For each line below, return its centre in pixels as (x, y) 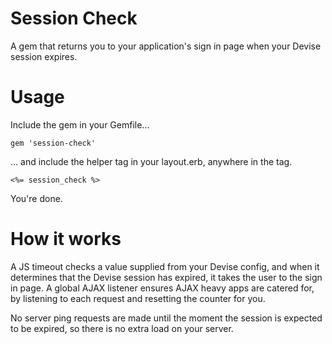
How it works (66, 239)
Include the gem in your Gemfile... (80, 124)
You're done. (36, 198)
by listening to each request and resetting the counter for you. (138, 298)
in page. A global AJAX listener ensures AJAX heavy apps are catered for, (162, 288)
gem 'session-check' (53, 143)
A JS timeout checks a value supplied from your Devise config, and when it (165, 266)
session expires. (44, 56)
